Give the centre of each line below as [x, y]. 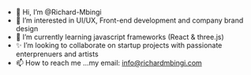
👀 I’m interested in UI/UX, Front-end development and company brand [129, 20]
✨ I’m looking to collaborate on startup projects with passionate [119, 45]
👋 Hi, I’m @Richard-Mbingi [58, 12]
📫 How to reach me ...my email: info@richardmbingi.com [109, 63]
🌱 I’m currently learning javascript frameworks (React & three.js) [120, 37]
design [27, 29]
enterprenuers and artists [57, 54]
